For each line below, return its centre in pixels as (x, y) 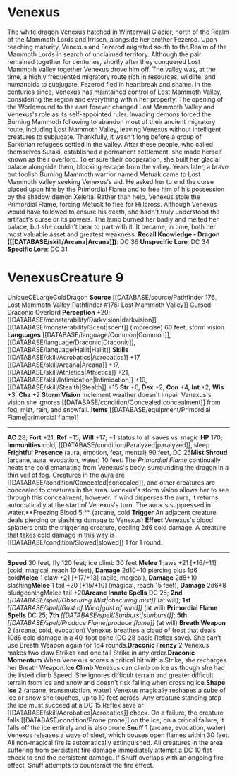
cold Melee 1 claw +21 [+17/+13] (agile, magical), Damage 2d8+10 (102, 577)
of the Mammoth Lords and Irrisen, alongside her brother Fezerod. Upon (112, 39)
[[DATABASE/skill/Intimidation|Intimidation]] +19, (77, 380)
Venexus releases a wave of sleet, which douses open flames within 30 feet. (119, 735)
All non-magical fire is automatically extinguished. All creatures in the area (115, 742)
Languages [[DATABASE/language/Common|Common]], (89, 334)
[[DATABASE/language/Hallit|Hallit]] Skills (68, 349)
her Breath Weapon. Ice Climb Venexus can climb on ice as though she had (116, 667)
